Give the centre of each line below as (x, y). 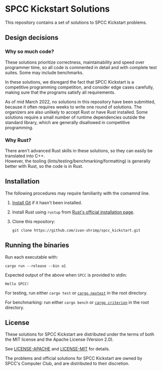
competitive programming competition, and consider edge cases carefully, (80, 87)
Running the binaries (37, 245)
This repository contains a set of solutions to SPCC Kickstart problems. (76, 22)
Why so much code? (30, 52)
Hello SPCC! (17, 284)
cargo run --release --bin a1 (36, 266)
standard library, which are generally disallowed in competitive (67, 122)
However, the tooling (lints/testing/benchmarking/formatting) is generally (78, 161)
